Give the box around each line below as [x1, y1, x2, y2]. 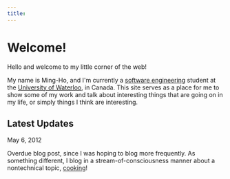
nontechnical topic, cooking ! [7, 164, 88, 172]
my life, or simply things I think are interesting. [7, 98, 138, 106]
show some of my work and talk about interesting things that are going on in [7, 90, 223, 98]
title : [7, 10, 26, 17]
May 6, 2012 [7, 136, 42, 145]
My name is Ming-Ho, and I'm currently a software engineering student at [7, 76, 216, 84]
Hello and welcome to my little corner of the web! [7, 63, 147, 71]
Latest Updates [7, 118, 74, 129]
